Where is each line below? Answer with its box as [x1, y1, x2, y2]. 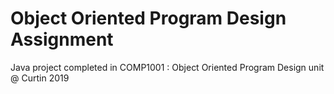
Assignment [10, 28, 114, 51]
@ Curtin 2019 [10, 72, 70, 84]
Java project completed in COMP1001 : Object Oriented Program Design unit [10, 61, 325, 73]
